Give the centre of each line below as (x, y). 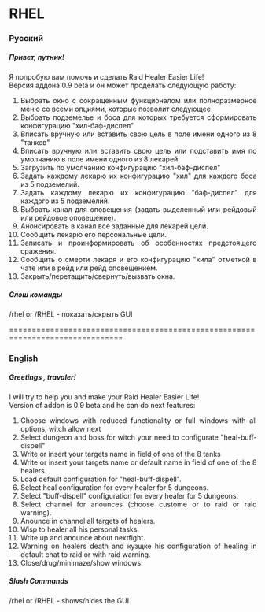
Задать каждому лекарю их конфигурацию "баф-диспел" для (138, 193)
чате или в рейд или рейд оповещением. (89, 268)
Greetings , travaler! (43, 377)
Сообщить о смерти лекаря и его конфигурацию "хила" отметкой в (138, 260)
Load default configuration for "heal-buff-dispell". (101, 479)
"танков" (35, 143)
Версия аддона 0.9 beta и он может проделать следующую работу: (123, 85)
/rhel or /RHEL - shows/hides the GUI (69, 600)
